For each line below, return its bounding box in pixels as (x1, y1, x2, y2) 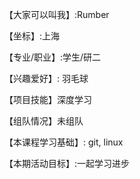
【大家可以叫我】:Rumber (4, 9, 110, 20)
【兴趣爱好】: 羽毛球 (4, 73, 89, 84)
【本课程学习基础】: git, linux (4, 136, 124, 148)
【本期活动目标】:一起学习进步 (4, 158, 131, 169)
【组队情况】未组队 (4, 115, 84, 127)
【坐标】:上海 (4, 30, 61, 42)
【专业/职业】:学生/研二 (4, 51, 102, 63)
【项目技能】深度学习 (4, 94, 92, 105)
